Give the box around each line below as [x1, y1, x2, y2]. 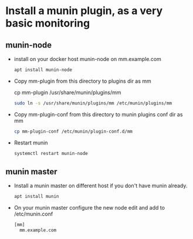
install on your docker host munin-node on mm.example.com [13, 56, 162, 62]
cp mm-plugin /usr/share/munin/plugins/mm [13, 89, 121, 96]
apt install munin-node [13, 67, 73, 73]
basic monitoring [5, 16, 90, 30]
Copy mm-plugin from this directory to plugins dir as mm [13, 78, 152, 85]
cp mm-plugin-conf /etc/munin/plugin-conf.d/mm [13, 128, 133, 134]
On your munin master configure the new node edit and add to [13, 204, 165, 211]
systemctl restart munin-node [13, 150, 89, 156]
